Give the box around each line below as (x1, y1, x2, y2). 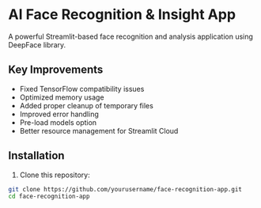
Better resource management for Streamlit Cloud (19, 126, 179, 135)
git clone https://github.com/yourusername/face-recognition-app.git (8, 185, 243, 193)
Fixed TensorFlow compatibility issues (19, 84, 145, 93)
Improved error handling (19, 109, 99, 119)
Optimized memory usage (19, 93, 104, 102)
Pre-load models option (19, 117, 97, 127)
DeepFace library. (8, 40, 66, 49)
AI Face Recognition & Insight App (8, 6, 236, 24)
